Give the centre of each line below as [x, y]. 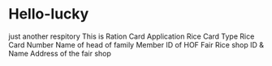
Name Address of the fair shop [60, 53]
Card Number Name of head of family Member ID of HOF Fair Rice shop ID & [136, 44]
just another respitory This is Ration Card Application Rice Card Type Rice [132, 36]
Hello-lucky [49, 14]
